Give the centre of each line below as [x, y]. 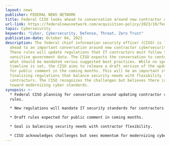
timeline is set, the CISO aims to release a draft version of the [82, 66]
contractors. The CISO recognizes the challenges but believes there [84, 80]
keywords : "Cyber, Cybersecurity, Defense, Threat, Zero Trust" [74, 33]
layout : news [19, 10]
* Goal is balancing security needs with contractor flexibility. [81, 127]
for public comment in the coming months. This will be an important [84, 71]
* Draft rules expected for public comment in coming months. [77, 117]
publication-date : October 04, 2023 [44, 38]
